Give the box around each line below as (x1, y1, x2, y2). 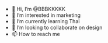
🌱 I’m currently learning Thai (11, 18, 80, 24)
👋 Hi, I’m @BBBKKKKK (11, 6, 66, 12)
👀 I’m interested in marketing (11, 12, 81, 19)
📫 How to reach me (11, 31, 60, 37)
